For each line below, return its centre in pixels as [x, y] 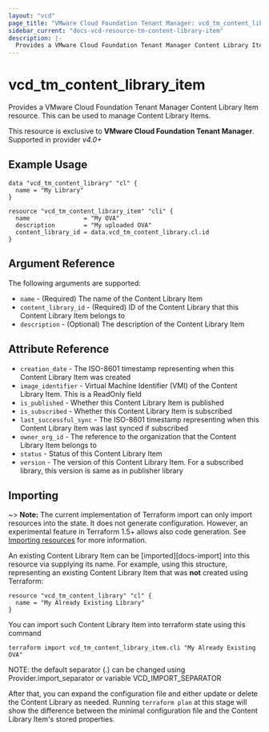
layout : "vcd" [32, 16]
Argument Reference [62, 264]
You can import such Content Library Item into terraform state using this [127, 625]
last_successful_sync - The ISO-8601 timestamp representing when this [139, 419]
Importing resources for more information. [78, 540]
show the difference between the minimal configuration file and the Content [133, 711]
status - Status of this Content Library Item [91, 454]
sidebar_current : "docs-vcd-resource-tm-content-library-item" [116, 30]
